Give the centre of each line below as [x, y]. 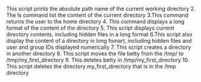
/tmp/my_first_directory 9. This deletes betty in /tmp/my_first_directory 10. [98, 60]
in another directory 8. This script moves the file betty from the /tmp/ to [95, 53]
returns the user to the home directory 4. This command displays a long [95, 21]
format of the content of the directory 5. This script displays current [90, 28]
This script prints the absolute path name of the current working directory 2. [101, 9]
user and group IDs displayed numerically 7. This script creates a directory [99, 47]
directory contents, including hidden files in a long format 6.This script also [99, 34]
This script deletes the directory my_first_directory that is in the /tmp [91, 66]
